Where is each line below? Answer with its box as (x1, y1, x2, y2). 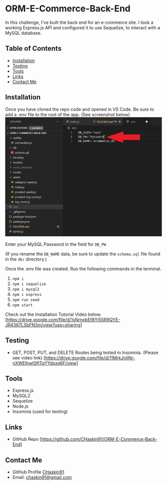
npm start (12, 302, 33, 308)
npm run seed (12, 297, 40, 302)
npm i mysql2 (12, 286, 40, 292)
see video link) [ (12, 354, 46, 360)
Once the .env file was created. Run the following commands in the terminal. (5, 266, 162, 272)
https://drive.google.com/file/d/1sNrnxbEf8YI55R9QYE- (6, 316, 120, 323)
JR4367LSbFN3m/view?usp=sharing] (5, 322, 83, 328)
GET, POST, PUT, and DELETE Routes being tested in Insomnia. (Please (12, 349, 159, 355)
